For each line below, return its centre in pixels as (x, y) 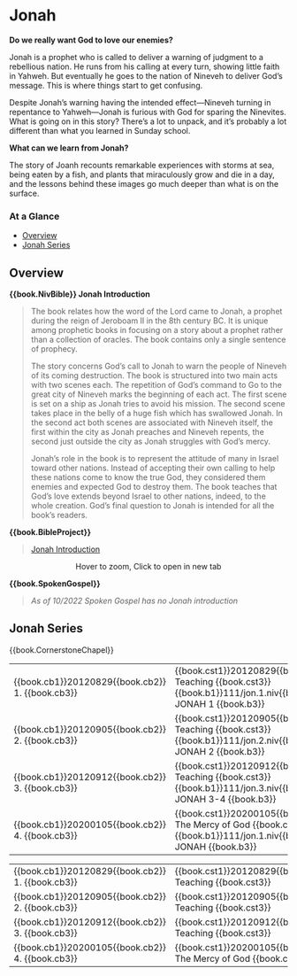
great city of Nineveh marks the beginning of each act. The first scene (159, 394)
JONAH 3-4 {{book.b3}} (225, 799)
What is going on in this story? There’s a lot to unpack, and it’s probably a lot (148, 121)
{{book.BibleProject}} (50, 532)
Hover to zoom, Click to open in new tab (148, 567)
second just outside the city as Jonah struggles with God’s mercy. (151, 442)
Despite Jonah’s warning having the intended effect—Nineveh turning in (140, 102)
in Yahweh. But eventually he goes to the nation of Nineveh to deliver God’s (146, 75)
